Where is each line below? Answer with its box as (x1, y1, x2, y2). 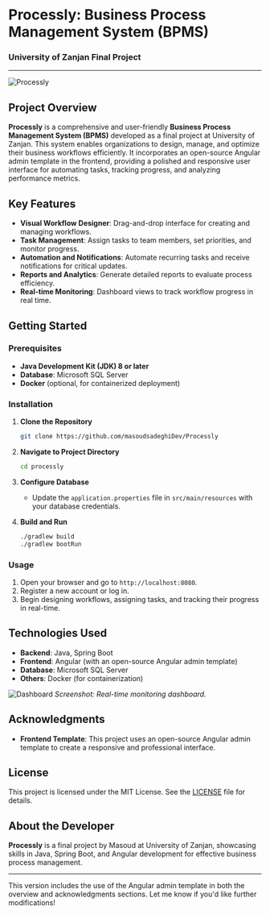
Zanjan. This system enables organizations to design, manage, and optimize (8, 139, 260, 149)
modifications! (8, 898, 56, 908)
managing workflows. (19, 227, 92, 237)
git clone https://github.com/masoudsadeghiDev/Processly (19, 433, 219, 441)
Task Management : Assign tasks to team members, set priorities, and (19, 235, 252, 245)
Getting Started (8, 318, 88, 332)
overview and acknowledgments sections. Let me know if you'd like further (8, 889, 257, 899)
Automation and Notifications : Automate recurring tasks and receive (19, 252, 251, 263)
